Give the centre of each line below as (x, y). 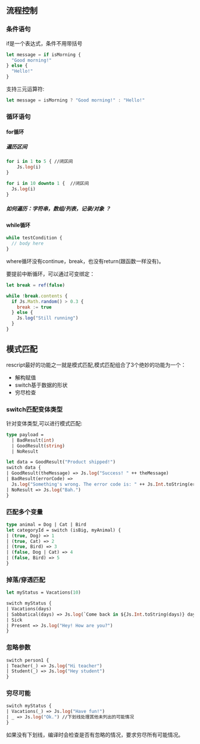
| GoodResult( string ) (38, 446)
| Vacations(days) (29, 609)
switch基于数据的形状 (41, 385)
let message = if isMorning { (44, 55)
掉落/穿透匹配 (26, 579)
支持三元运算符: (25, 89)
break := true (34, 307)
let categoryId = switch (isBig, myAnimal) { (63, 530)
